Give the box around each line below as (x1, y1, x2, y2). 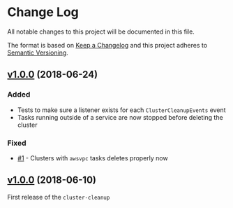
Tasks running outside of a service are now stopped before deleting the (17, 113, 223, 121)
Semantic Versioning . (7, 48, 68, 57)
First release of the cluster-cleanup (7, 193, 110, 201)
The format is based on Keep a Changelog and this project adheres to (7, 41, 208, 49)
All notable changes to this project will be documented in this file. (7, 27, 195, 36)
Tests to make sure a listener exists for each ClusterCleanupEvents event (17, 106, 226, 114)
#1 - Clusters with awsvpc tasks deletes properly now (17, 153, 169, 162)
